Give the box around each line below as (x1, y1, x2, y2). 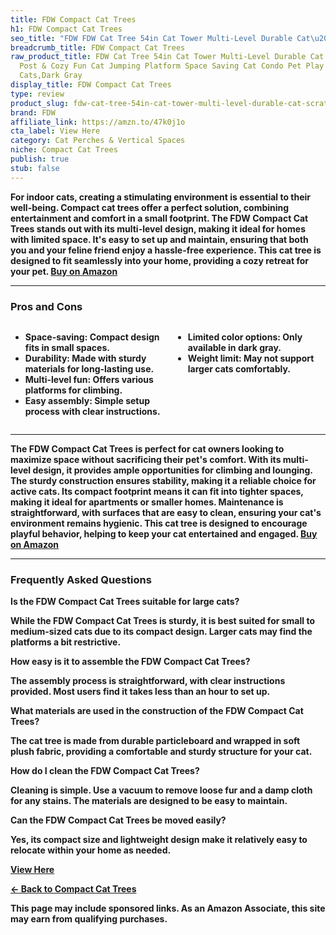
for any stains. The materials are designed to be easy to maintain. (10, 795, 288, 807)
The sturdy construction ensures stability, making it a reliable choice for (10, 474, 317, 486)
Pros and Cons (10, 299, 83, 313)
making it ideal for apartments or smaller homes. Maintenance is (10, 496, 284, 508)
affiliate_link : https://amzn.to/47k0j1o (10, 117, 186, 127)
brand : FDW (10, 107, 56, 118)
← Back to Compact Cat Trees (10, 883, 137, 895)
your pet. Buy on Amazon (10, 265, 118, 277)
